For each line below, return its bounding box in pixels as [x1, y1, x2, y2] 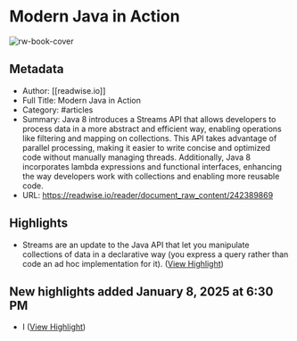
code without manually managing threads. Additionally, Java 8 [21, 152, 252, 162]
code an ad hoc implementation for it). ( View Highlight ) [21, 258, 225, 269]
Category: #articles [21, 104, 94, 115]
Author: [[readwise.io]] [21, 85, 106, 96]
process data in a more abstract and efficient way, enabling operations [21, 123, 283, 134]
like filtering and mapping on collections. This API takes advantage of [21, 132, 277, 144]
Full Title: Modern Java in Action [21, 95, 141, 105]
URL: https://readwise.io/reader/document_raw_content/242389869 [21, 189, 274, 200]
